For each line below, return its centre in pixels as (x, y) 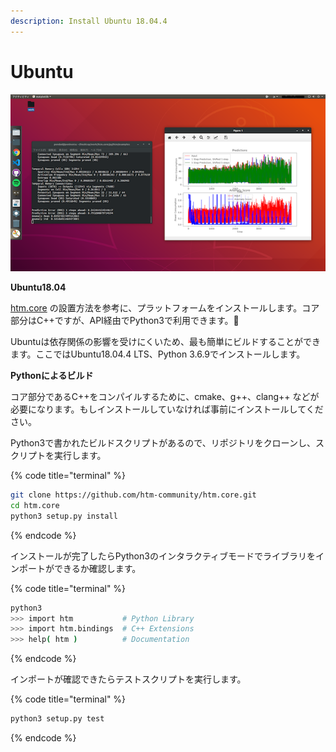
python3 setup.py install (64, 516)
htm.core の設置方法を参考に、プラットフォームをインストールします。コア (165, 308)
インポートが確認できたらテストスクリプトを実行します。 (128, 679)
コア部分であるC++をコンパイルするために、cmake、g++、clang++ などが (165, 397)
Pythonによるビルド (52, 376)
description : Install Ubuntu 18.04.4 (89, 21)
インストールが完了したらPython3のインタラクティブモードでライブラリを (163, 556)
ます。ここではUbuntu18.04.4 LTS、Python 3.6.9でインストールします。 (158, 354)
